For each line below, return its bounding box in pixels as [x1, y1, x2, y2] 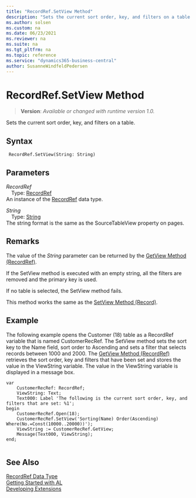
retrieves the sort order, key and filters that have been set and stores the [6, 356, 181, 363]
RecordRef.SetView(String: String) [8, 152, 96, 158]
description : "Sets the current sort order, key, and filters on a [6, 14, 175, 20]
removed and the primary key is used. [6, 276, 98, 283]
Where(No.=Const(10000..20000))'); [6, 421, 93, 427]
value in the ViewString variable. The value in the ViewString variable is [6, 362, 178, 370]
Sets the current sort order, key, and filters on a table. [6, 119, 136, 126]
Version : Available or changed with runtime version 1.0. [20, 108, 155, 115]
